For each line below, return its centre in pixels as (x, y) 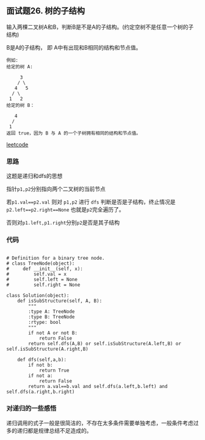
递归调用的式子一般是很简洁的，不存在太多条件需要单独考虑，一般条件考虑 (100, 423)
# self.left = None (42, 280)
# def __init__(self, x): (45, 269)
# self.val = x (37, 274)
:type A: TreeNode (52, 312)
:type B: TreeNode (52, 317)
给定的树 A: (20, 67)
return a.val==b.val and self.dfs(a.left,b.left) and (98, 387)
